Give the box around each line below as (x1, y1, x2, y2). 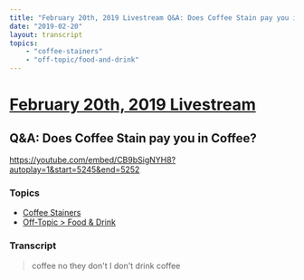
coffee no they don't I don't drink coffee (31, 260, 181, 271)
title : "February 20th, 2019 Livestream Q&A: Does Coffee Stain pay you (9, 13, 290, 23)
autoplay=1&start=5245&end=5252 (9, 164, 140, 175)
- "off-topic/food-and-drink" (25, 55, 140, 64)
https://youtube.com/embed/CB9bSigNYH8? (9, 155, 176, 165)
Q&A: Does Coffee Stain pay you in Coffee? (9, 130, 258, 146)
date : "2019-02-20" (9, 22, 83, 31)
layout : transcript (9, 30, 83, 39)
